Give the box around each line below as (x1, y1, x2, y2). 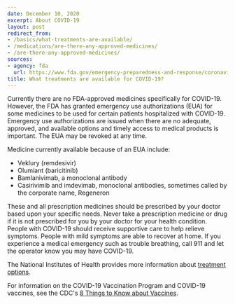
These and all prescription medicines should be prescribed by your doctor (7, 202, 221, 211)
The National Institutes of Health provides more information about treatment (7, 261, 226, 269)
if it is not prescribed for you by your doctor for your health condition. (7, 217, 208, 226)
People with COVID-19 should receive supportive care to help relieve (7, 225, 205, 233)
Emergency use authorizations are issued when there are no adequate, (7, 117, 211, 125)
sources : (7, 56, 33, 63)
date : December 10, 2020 (7, 10, 80, 18)
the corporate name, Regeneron (17, 188, 110, 197)
